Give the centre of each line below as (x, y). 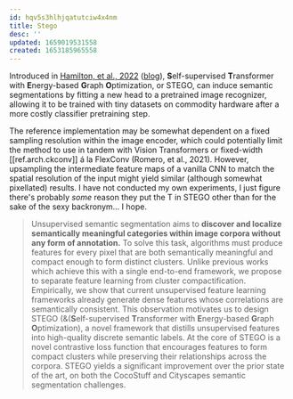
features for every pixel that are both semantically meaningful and (152, 252)
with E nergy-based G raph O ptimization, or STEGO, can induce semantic (141, 85)
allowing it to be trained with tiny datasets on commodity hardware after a (144, 104)
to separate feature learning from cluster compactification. (138, 281)
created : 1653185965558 (53, 51)
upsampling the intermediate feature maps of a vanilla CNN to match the (142, 169)
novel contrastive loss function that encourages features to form (149, 347)
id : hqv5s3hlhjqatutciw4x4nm (63, 17)
